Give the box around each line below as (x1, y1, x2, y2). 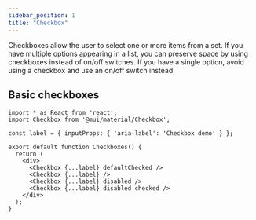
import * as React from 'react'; (8, 109, 118, 117)
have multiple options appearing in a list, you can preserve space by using (8, 49, 249, 58)
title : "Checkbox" (8, 19, 68, 27)
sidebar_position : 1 (8, 11, 76, 20)
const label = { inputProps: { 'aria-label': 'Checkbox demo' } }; (8, 130, 234, 137)
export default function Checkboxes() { (8, 143, 143, 152)
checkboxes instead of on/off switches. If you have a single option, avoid (8, 57, 245, 67)
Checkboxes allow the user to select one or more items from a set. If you (8, 40, 243, 49)
